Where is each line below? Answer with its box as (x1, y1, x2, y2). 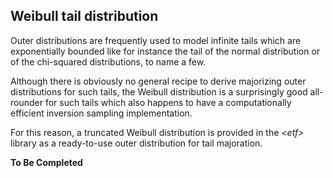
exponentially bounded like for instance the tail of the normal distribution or (10, 45, 321, 57)
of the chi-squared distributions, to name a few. (10, 55, 207, 68)
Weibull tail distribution (10, 8, 159, 25)
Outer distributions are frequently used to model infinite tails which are (10, 34, 302, 46)
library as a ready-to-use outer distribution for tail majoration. (10, 137, 263, 149)
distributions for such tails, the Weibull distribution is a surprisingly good (10, 85, 308, 98)
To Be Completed (10, 156, 83, 168)
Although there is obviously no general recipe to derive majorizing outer (10, 75, 307, 87)
